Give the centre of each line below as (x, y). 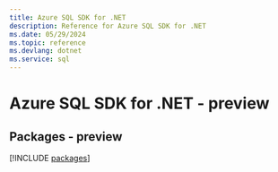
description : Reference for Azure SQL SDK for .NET (108, 26)
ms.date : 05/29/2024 (48, 34)
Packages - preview (66, 137)
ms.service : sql (39, 59)
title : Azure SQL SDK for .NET (68, 17)
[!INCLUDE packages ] (50, 158)
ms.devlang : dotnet (46, 51)
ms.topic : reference (48, 43)
